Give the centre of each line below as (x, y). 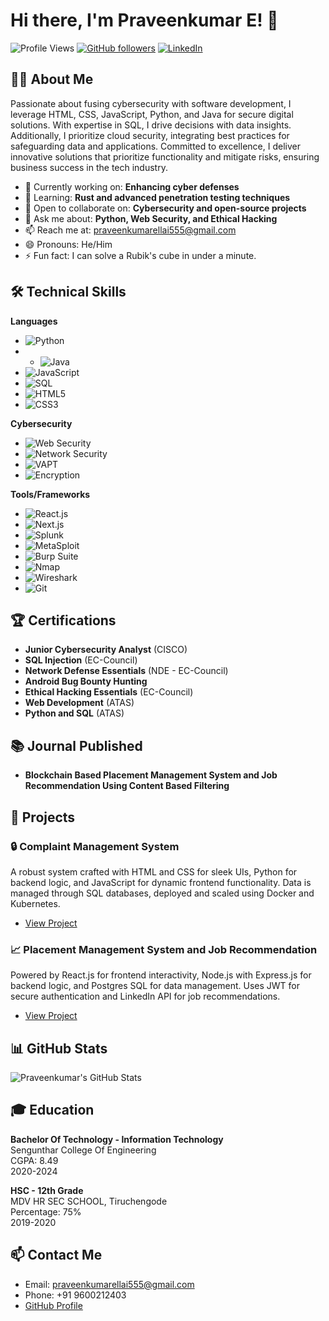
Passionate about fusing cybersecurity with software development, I (151, 103)
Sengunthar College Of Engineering (83, 1150)
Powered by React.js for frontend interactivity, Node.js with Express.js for (161, 975)
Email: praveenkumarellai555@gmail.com (109, 1284)
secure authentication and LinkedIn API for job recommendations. (145, 996)
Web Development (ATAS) (79, 703)
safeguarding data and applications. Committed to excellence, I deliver (155, 146)
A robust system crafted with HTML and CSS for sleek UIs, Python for (154, 871)
